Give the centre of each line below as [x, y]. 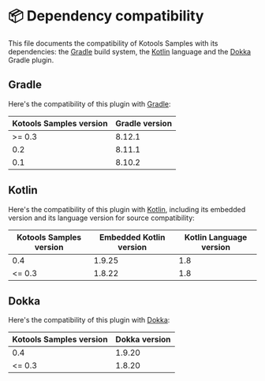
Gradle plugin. [31, 60]
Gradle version [144, 123]
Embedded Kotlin [132, 237]
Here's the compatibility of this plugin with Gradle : [90, 103]
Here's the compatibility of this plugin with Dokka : [89, 320]
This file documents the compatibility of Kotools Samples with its [113, 43]
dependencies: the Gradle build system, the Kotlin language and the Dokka [129, 51]
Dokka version [143, 339]
